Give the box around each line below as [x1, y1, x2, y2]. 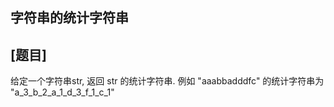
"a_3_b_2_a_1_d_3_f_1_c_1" [10, 86, 115, 98]
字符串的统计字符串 [10, 9, 129, 27]
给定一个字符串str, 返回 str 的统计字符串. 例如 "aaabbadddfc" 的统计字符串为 [10, 75, 325, 87]
